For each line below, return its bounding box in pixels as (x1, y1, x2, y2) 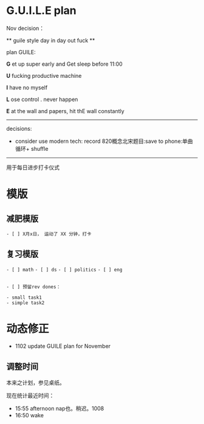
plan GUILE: (6, 48, 36, 55)
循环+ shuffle (15, 145, 49, 152)
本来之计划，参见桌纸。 (6, 378, 65, 386)
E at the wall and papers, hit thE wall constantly (6, 107, 124, 114)
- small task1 (6, 294, 42, 301)
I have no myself (6, 83, 48, 91)
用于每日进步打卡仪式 (6, 164, 59, 171)
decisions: (6, 125, 32, 132)
